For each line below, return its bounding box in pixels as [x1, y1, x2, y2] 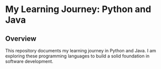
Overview [5, 34, 37, 43]
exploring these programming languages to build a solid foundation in [5, 53, 150, 59]
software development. [5, 58, 53, 64]
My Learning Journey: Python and [5, 4, 151, 15]
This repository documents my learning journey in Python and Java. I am [5, 48, 156, 53]
